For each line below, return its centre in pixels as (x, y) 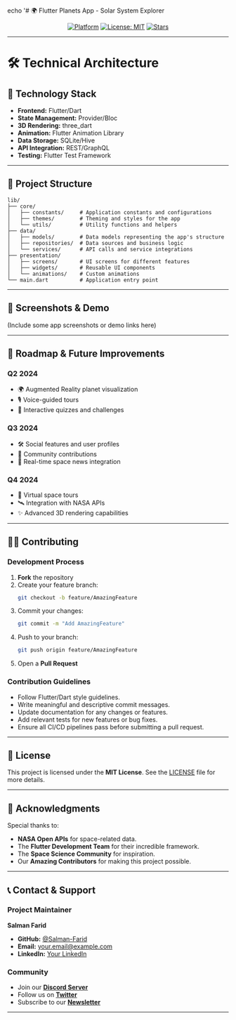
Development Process (46, 562)
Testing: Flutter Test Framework (64, 155)
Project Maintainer (40, 910)
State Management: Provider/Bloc (67, 118)
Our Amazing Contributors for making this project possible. (104, 861)
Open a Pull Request (48, 663)
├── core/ (22, 206)
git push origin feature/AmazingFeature (77, 650)
